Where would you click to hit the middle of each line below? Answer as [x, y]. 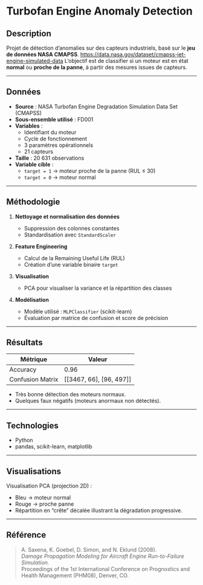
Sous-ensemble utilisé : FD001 [54, 119]
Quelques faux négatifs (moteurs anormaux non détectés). [88, 401]
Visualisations [34, 471]
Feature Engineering [41, 246]
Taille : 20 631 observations [50, 158]
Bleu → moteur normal [43, 498]
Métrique [34, 359]
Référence [26, 535]
